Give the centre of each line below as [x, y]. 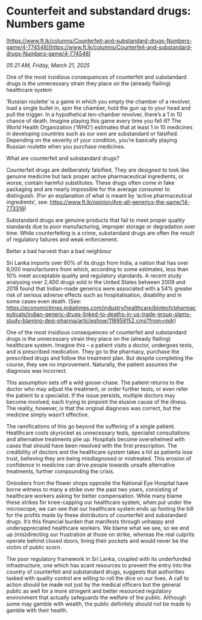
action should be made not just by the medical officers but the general [93, 584]
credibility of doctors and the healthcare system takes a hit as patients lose [99, 452]
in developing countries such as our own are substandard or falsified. [93, 134]
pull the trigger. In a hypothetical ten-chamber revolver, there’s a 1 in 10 [94, 114]
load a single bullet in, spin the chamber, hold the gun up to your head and [99, 108]
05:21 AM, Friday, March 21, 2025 [48, 65]
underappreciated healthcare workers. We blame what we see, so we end [98, 528]
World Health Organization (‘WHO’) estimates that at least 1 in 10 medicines [99, 127]
